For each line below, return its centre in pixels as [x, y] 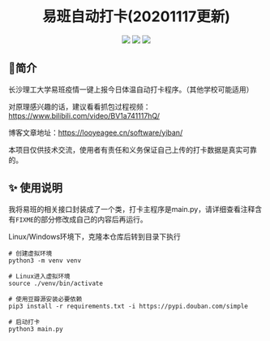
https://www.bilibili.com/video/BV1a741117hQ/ [84, 115]
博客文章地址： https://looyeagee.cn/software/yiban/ [96, 132]
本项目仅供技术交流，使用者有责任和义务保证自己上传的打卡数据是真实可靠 [133, 149]
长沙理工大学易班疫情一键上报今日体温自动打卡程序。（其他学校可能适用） [131, 89]
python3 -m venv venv [45, 261]
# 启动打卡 [24, 322]
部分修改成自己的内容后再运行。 [94, 219]
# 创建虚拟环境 [30, 253]
